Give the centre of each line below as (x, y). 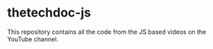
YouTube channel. (33, 39)
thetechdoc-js (49, 13)
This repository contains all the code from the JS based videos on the (107, 32)
